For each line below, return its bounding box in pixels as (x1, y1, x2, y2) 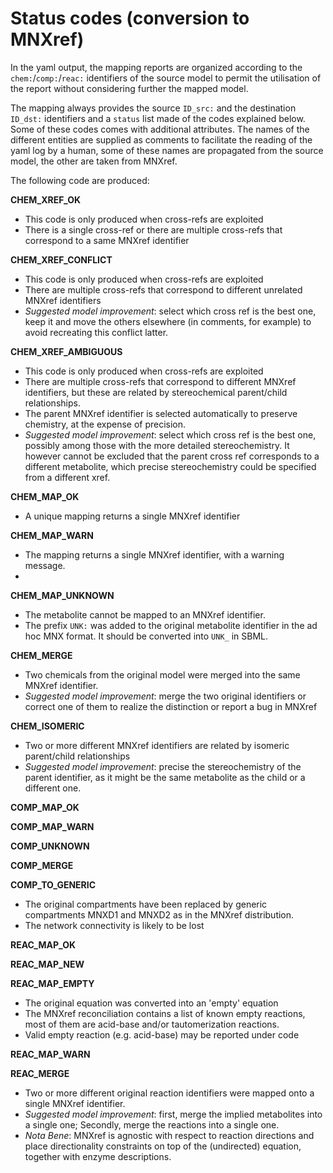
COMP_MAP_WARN (10, 820, 95, 832)
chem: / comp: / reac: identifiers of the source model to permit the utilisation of (10, 72, 322, 84)
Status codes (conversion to (10, 7, 250, 30)
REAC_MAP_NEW (10, 958, 85, 970)
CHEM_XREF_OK (10, 193, 82, 206)
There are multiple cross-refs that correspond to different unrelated (24, 283, 303, 296)
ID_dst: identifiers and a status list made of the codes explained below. (10, 112, 306, 124)
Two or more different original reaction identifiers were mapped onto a (24, 1087, 315, 1099)
